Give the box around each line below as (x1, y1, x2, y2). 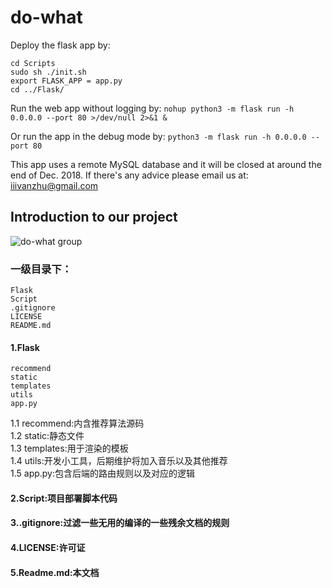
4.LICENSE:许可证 (10, 542, 86, 554)
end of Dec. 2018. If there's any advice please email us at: (10, 169, 249, 181)
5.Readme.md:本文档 (10, 566, 100, 578)
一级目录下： (10, 262, 73, 276)
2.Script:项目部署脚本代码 (10, 492, 118, 504)
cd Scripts (10, 58, 56, 68)
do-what (10, 6, 83, 29)
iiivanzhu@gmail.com (10, 179, 99, 191)
